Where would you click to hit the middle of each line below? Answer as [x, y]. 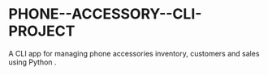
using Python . [32, 62]
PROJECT [42, 31]
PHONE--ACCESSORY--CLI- [105, 14]
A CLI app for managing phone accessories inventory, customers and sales [134, 53]
